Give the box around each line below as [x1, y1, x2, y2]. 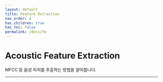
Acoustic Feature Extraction [5, 50, 120, 61]
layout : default [5, 7, 38, 12]
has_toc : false [5, 25, 36, 30]
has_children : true [5, 20, 45, 26]
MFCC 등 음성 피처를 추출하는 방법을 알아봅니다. [5, 67, 97, 72]
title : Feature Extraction [5, 12, 60, 16]
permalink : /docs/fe [5, 29, 47, 34]
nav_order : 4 [5, 16, 32, 21]
